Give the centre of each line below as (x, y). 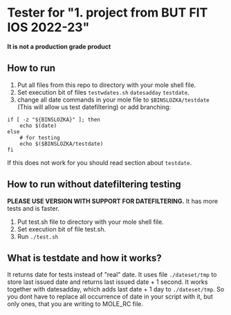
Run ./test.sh (38, 236)
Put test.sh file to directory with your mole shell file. (90, 222)
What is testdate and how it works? (85, 258)
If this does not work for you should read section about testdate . (100, 162)
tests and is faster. (34, 208)
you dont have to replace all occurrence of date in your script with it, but (110, 297)
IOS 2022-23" (48, 27)
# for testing (40, 137)
